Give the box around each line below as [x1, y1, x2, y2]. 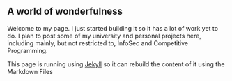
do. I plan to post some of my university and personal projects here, [7, 31, 202, 40]
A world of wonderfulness [7, 6, 123, 17]
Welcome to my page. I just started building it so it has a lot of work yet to [7, 24, 218, 32]
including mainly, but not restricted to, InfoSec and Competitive [7, 38, 189, 47]
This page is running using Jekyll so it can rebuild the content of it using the [7, 59, 225, 68]
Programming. [7, 46, 48, 54]
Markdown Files [7, 67, 54, 75]
